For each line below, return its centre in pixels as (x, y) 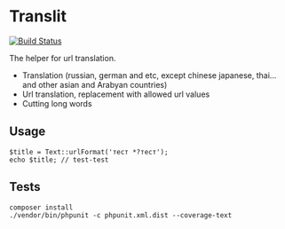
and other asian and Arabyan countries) (95, 84)
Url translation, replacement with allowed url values (116, 94)
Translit (38, 16)
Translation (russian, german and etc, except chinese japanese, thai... (149, 75)
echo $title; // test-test (59, 160)
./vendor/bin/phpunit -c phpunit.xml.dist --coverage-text (121, 215)
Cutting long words (57, 103)
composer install (41, 207)
